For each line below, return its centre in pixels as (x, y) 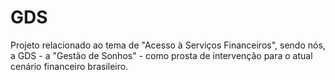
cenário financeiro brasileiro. (69, 66)
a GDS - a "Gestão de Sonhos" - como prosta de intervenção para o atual (161, 55)
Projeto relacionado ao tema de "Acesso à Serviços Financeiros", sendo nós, (168, 45)
